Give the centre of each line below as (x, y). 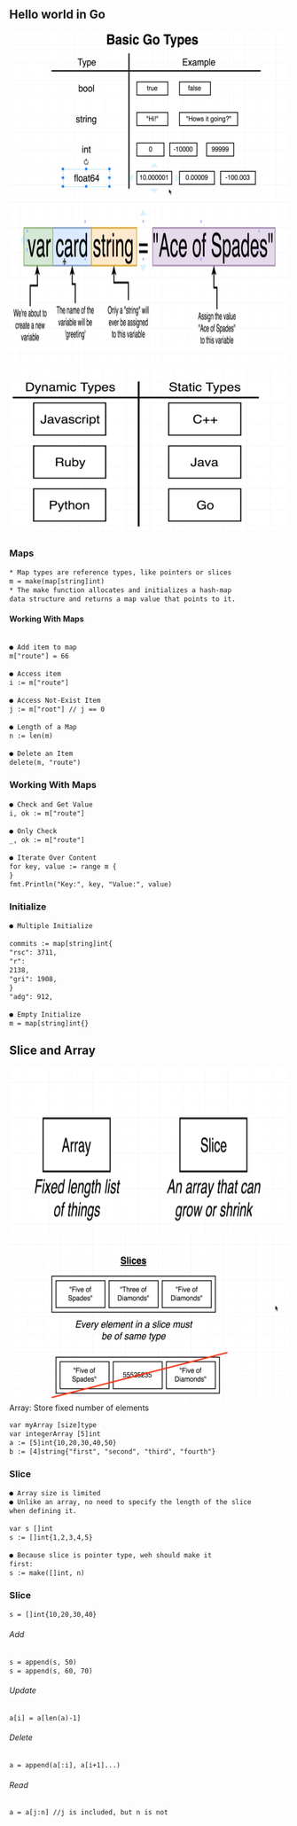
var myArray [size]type (53, 1425)
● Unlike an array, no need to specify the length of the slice (130, 1502)
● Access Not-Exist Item (55, 701)
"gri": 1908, (33, 979)
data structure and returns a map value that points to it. (123, 599)
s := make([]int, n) (47, 1573)
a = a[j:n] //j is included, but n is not (89, 1813)
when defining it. (43, 1511)
